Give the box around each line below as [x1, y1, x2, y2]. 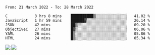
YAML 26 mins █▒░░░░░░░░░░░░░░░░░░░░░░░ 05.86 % [5, 31, 150, 36]
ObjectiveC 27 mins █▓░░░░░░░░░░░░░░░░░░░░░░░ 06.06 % [5, 27, 150, 32]
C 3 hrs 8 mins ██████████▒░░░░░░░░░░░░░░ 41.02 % [5, 14, 150, 19]
